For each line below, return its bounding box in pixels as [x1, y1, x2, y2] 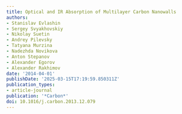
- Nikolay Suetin [6, 31, 50, 37]
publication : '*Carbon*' [6, 93, 69, 99]
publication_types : [6, 82, 55, 88]
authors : [6, 14, 28, 21]
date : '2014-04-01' [6, 71, 55, 77]
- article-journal [6, 87, 52, 93]
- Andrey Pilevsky [6, 37, 52, 43]
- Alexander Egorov [6, 59, 55, 65]
